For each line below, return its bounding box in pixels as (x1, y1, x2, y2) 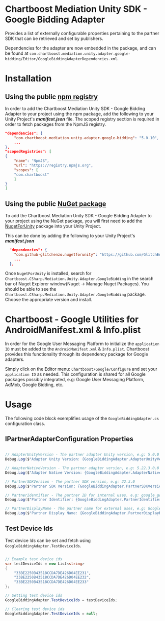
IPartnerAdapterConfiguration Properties (5, 434, 134, 443)
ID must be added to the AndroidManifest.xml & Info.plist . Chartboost (5, 346, 150, 351)
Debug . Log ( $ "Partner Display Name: (5, 511, 78, 516)
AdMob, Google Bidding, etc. (5, 382, 64, 388)
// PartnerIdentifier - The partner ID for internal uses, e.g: (5, 493, 139, 498)
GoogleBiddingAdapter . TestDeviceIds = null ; (5, 611, 98, 616)
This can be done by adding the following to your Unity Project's (5, 233, 136, 239)
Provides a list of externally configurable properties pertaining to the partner (5, 30, 160, 36)
